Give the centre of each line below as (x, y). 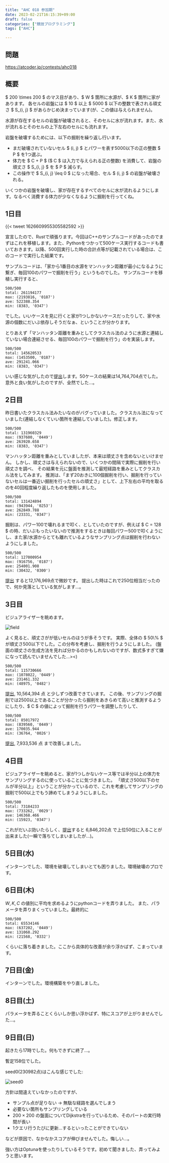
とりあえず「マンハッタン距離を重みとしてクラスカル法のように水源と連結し (84, 333)
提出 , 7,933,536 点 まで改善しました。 (45, 743)
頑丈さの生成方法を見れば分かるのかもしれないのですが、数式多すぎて (87, 650)
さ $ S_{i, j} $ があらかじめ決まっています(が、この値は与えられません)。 (80, 110)
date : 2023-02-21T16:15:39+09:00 (40, 15)
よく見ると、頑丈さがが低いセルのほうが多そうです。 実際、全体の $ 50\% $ (84, 638)
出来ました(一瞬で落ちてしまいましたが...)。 (51, 836)
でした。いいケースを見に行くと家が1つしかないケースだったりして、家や (81, 316)
